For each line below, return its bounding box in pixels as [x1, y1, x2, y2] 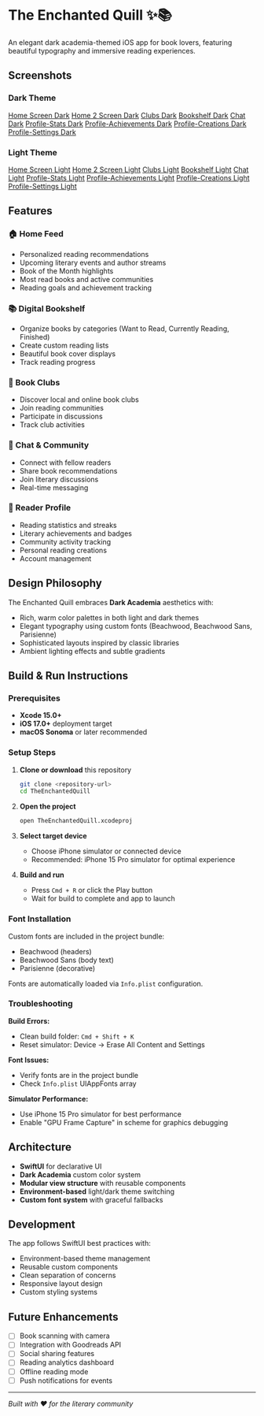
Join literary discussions [19, 474, 99, 484]
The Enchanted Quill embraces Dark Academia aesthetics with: [8, 597, 214, 607]
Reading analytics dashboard [19, 1358, 115, 1367]
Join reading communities [19, 403, 104, 413]
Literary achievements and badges [19, 529, 132, 538]
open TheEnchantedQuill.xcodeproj [19, 817, 133, 825]
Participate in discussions [19, 411, 104, 422]
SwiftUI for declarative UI [19, 1161, 102, 1171]
